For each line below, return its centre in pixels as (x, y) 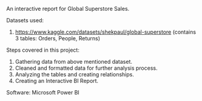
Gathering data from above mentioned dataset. (73, 62)
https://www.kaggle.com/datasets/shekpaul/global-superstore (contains (105, 32)
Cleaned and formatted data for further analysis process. (86, 68)
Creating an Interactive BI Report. (57, 81)
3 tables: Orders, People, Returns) (58, 38)
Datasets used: (25, 20)
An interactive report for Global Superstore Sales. (68, 9)
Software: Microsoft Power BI (43, 92)
